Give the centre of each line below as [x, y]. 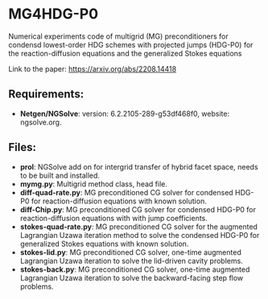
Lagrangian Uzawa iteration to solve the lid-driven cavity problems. [131, 260]
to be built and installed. [60, 175]
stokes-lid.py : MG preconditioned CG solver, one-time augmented [130, 252]
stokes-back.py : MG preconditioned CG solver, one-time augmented [135, 269]
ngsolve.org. [41, 122]
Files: [22, 147]
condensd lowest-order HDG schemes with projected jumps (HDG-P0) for [131, 44]
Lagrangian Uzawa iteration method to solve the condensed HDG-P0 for [140, 235]
